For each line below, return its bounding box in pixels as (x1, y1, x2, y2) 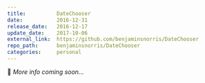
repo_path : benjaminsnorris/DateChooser (7, 42, 140, 49)
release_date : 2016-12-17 (7, 23, 88, 30)
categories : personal (7, 49, 81, 56)
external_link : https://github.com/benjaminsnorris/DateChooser (7, 36, 199, 43)
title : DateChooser (7, 10, 91, 17)
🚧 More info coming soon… (7, 67, 84, 76)
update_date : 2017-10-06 (7, 29, 88, 37)
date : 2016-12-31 (7, 17, 88, 24)
